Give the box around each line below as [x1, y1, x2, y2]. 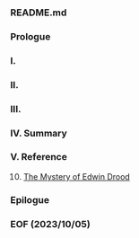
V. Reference [10, 151, 68, 163]
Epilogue [10, 193, 50, 206]
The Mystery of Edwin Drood [22, 171, 131, 181]
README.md [10, 6, 67, 19]
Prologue [10, 30, 51, 42]
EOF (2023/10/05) [10, 217, 91, 230]
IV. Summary [10, 127, 68, 139]
